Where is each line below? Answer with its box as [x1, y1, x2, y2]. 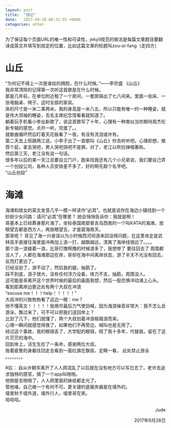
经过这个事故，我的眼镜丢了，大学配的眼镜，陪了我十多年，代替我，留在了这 [5, 329, 166, 335]
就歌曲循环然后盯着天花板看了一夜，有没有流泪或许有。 [5, 131, 121, 138]
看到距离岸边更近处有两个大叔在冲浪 [5, 284, 81, 290]
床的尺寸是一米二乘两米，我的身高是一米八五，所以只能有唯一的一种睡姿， [5, 106, 161, 112]
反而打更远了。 [5, 258, 37, 264]
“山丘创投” [5, 169, 27, 176]
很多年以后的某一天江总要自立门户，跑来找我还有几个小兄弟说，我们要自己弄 [5, 157, 166, 163]
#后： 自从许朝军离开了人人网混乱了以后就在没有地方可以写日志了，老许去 [5, 365, 161, 371]
